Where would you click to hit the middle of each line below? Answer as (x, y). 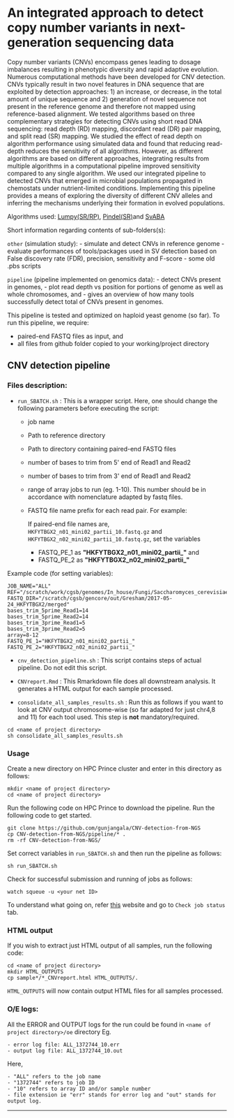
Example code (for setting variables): (60, 573)
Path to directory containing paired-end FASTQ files (102, 449)
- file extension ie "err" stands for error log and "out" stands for (112, 1095)
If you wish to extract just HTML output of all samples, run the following (110, 945)
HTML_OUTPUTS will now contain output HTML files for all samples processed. (115, 991)
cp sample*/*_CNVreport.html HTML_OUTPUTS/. (73, 978)
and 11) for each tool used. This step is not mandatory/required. (108, 717)
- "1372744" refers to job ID (51, 1082)
